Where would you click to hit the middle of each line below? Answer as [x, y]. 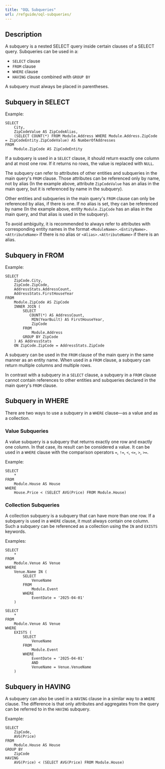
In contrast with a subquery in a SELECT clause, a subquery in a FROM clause [81, 375]
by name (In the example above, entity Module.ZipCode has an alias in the [79, 209]
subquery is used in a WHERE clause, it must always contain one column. [77, 521]
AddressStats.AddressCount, [43, 289]
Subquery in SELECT [37, 102]
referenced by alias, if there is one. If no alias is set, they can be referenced [82, 204]
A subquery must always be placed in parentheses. [57, 87]
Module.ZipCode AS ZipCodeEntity [48, 149]
